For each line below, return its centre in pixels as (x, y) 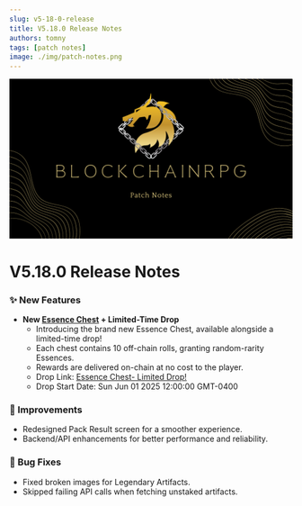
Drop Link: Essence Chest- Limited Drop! (111, 377)
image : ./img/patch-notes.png (66, 57)
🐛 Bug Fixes (35, 462)
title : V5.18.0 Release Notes (66, 28)
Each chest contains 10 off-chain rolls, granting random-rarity (150, 348)
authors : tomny (38, 38)
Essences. (55, 358)
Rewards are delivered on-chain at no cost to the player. (140, 367)
